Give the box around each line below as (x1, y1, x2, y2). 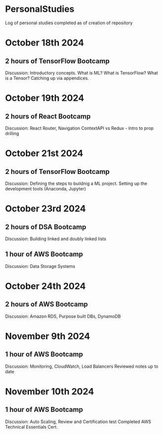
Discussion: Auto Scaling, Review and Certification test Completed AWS (5, 419, 152, 425)
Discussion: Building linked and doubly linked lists (5, 236, 106, 242)
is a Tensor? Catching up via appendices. (5, 75, 89, 81)
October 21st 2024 (5, 148, 83, 159)
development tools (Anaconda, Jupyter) (5, 185, 86, 191)
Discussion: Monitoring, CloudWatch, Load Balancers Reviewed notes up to (5, 363, 159, 369)
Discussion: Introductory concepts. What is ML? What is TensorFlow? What (5, 70, 158, 76)
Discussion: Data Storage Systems (5, 263, 76, 269)
